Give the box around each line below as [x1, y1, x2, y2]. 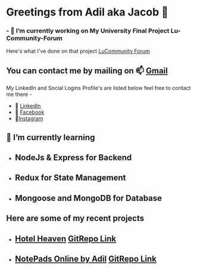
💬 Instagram [14, 115, 43, 122]
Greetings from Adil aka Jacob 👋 [6, 5, 168, 19]
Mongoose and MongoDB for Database [14, 193, 162, 203]
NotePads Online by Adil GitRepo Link [14, 254, 157, 264]
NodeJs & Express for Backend [14, 153, 132, 163]
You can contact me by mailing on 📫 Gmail [6, 66, 168, 76]
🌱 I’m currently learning [6, 132, 95, 142]
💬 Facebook [14, 108, 45, 116]
